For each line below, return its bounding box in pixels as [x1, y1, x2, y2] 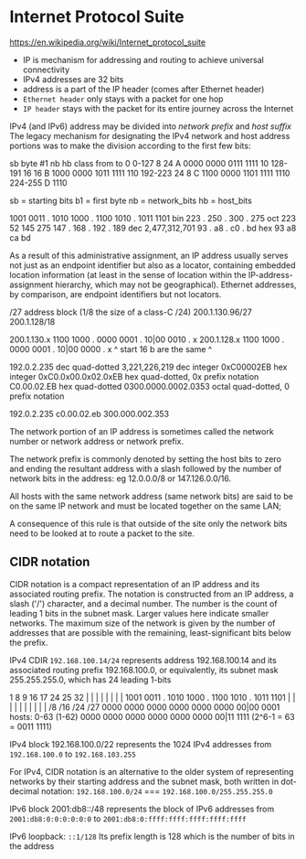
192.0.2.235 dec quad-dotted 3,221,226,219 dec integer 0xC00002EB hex [9, 361, 288, 372]
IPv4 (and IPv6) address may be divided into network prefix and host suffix [9, 121, 292, 132]
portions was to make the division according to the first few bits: [9, 140, 251, 151]
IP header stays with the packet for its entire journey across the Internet [22, 102, 294, 113]
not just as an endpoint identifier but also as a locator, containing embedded [9, 259, 296, 271]
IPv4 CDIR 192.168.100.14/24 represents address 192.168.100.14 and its [9, 654, 277, 665]
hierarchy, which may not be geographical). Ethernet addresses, [55, 279, 297, 290]
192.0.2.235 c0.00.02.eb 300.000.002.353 [9, 408, 170, 419]
